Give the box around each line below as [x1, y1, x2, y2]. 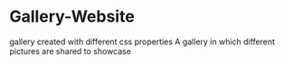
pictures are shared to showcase [9, 45, 131, 56]
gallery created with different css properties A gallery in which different [9, 36, 276, 47]
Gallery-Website [9, 6, 136, 27]
